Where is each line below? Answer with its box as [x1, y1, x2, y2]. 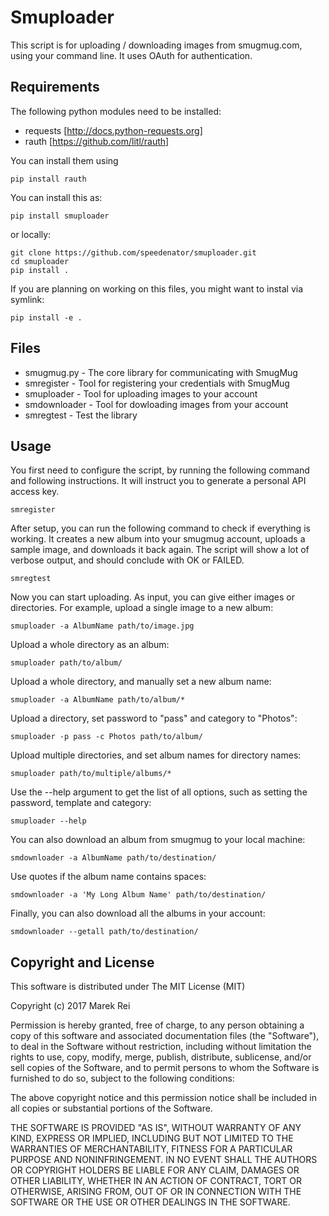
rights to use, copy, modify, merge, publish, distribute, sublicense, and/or [10, 1051, 312, 1063]
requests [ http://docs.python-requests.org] [24, 124, 203, 136]
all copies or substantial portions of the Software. [10, 1102, 213, 1115]
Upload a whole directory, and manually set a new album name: [10, 676, 272, 688]
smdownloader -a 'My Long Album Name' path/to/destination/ [10, 890, 267, 900]
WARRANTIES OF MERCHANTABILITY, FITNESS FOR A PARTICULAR [10, 1143, 293, 1155]
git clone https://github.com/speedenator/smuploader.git [10, 247, 257, 258]
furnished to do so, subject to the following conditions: [10, 1072, 235, 1085]
